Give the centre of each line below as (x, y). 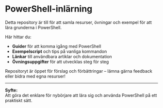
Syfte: (11, 90)
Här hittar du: (18, 37)
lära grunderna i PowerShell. (33, 27)
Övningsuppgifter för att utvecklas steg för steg (60, 62)
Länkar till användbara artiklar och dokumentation (62, 56)
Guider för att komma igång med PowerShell (57, 46)
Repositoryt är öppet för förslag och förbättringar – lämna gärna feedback (79, 71)
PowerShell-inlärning (49, 9)
